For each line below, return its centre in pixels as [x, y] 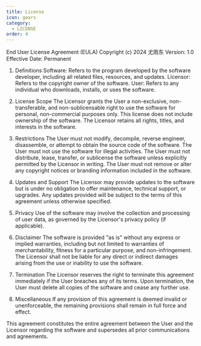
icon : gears [21, 17]
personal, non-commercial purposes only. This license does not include [104, 114]
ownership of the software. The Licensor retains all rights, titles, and [99, 120]
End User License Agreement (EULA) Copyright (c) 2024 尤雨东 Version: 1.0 [100, 52]
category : [19, 23]
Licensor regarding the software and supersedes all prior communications [98, 330]
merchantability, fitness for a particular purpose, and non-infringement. [104, 250]
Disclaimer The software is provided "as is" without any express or [97, 238]
